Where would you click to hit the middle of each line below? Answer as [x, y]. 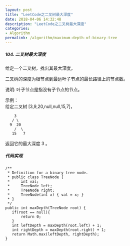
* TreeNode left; [30, 186]
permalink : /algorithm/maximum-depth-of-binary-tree [61, 38]
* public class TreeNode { [35, 177]
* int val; [23, 181]
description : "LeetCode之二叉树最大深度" [46, 24]
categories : [17, 29]
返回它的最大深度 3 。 [27, 143]
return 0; [31, 216]
